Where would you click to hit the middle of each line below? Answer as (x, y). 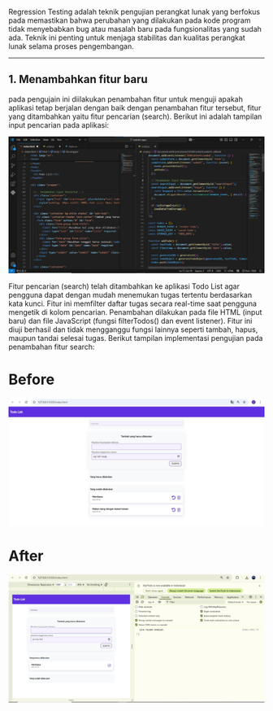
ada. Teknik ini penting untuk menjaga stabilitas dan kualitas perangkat (127, 37)
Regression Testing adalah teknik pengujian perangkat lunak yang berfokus (134, 12)
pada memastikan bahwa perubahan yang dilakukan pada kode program (130, 20)
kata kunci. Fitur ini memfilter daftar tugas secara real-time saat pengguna (133, 303)
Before (32, 379)
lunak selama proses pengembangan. (71, 46)
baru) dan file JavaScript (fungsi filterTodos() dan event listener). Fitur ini (130, 321)
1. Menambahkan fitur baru (78, 79)
